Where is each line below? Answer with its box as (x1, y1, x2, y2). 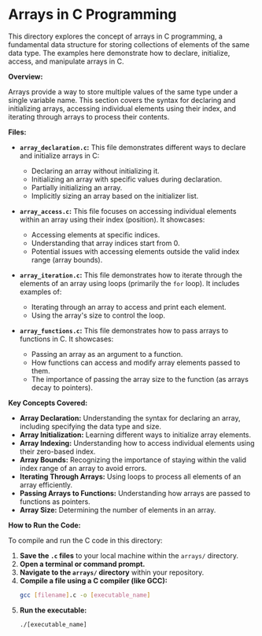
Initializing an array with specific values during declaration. (31, 175, 223, 184)
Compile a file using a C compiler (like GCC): (19, 575, 168, 585)
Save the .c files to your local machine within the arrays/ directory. (19, 550, 238, 560)
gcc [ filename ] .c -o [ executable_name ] (19, 591, 151, 599)
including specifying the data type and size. (19, 421, 162, 431)
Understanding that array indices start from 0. (31, 238, 180, 248)
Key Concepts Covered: (8, 398, 88, 407)
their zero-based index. (19, 447, 96, 456)
